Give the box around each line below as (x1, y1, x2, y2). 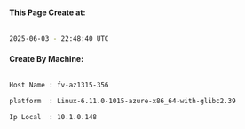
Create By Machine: (9, 53, 84, 64)
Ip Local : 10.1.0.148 (9, 113, 98, 122)
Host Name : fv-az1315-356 (9, 80, 109, 90)
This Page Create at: (9, 7, 86, 18)
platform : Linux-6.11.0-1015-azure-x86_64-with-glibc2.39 (9, 97, 237, 106)
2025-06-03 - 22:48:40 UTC (9, 34, 109, 43)
